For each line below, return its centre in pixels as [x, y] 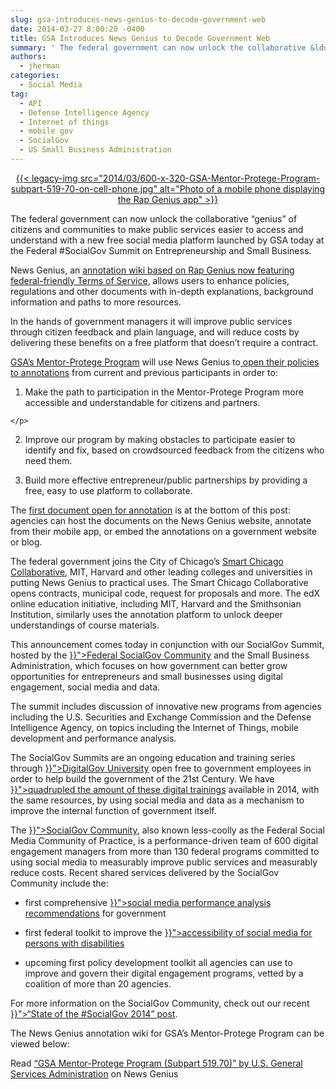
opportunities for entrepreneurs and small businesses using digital [146, 676]
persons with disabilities [74, 943]
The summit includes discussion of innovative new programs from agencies [166, 706]
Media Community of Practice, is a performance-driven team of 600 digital [164, 840]
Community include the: [59, 883]
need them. [48, 460]
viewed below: [40, 1043]
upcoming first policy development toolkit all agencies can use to [158, 962]
